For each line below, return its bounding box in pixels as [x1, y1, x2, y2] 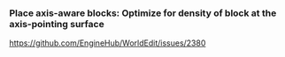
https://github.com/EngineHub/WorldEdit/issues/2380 [9, 38, 206, 48]
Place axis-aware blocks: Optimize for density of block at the [9, 7, 277, 19]
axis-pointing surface [9, 18, 104, 30]
